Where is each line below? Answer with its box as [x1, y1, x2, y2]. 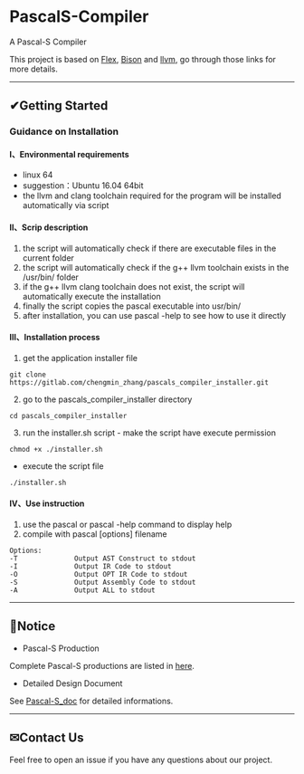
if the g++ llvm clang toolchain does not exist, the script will [22, 281, 245, 291]
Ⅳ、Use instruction [9, 498, 85, 509]
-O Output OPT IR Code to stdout [9, 570, 188, 579]
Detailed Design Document [22, 677, 123, 689]
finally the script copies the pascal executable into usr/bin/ [22, 301, 242, 311]
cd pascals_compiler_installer [9, 411, 128, 420]
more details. [9, 63, 59, 74]
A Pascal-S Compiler [9, 36, 88, 47]
